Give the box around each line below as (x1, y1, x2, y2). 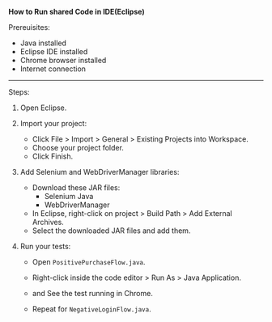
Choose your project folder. (32, 143, 124, 152)
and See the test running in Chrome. (32, 289, 154, 298)
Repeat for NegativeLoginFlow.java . (32, 304, 151, 314)
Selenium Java (44, 192, 94, 201)
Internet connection (19, 64, 87, 74)
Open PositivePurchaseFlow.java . (32, 257, 146, 266)
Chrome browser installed (19, 56, 107, 65)
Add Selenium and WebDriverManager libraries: (19, 167, 180, 176)
